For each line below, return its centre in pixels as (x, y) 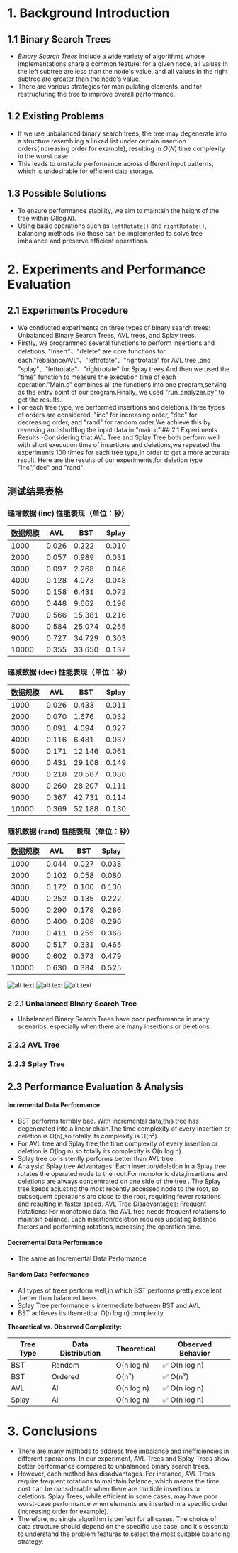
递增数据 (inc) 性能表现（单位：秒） (68, 513)
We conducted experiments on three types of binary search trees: (114, 327)
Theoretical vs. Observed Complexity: (65, 1327)
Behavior (195, 1354)
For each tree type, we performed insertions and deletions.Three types (121, 407)
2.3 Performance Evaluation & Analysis (96, 1087)
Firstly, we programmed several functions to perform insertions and (116, 343)
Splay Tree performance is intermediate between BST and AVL (109, 1306)
